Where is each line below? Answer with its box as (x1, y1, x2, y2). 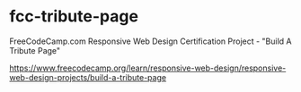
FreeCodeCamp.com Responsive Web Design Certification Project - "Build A (9, 36, 292, 46)
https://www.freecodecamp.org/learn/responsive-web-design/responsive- (9, 63, 287, 73)
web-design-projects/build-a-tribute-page (9, 71, 167, 82)
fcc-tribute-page (9, 6, 139, 27)
